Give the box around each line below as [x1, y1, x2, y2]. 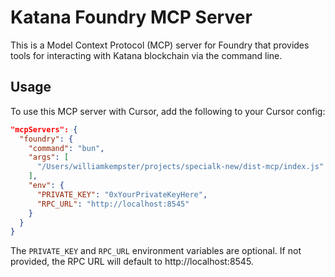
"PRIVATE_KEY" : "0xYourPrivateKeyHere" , [36, 189, 208, 200]
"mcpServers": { [10, 124, 78, 135]
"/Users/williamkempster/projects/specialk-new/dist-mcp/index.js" [36, 162, 325, 172]
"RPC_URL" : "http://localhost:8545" [36, 199, 190, 209]
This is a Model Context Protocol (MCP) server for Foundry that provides [10, 39, 310, 51]
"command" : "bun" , [28, 143, 105, 153]
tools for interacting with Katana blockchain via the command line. [10, 49, 283, 61]
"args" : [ [28, 152, 70, 163]
